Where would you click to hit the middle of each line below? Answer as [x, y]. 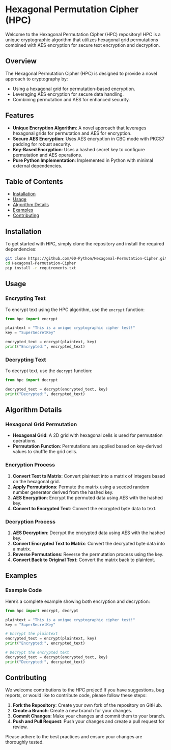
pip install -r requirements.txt [41, 268]
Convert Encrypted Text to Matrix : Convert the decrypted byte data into [89, 544]
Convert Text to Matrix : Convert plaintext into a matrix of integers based [89, 476]
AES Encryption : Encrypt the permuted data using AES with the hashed [88, 497]
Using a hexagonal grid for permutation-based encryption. [74, 89]
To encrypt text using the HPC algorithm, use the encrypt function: [75, 310]
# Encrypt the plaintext [32, 634]
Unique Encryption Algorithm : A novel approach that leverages [79, 128]
